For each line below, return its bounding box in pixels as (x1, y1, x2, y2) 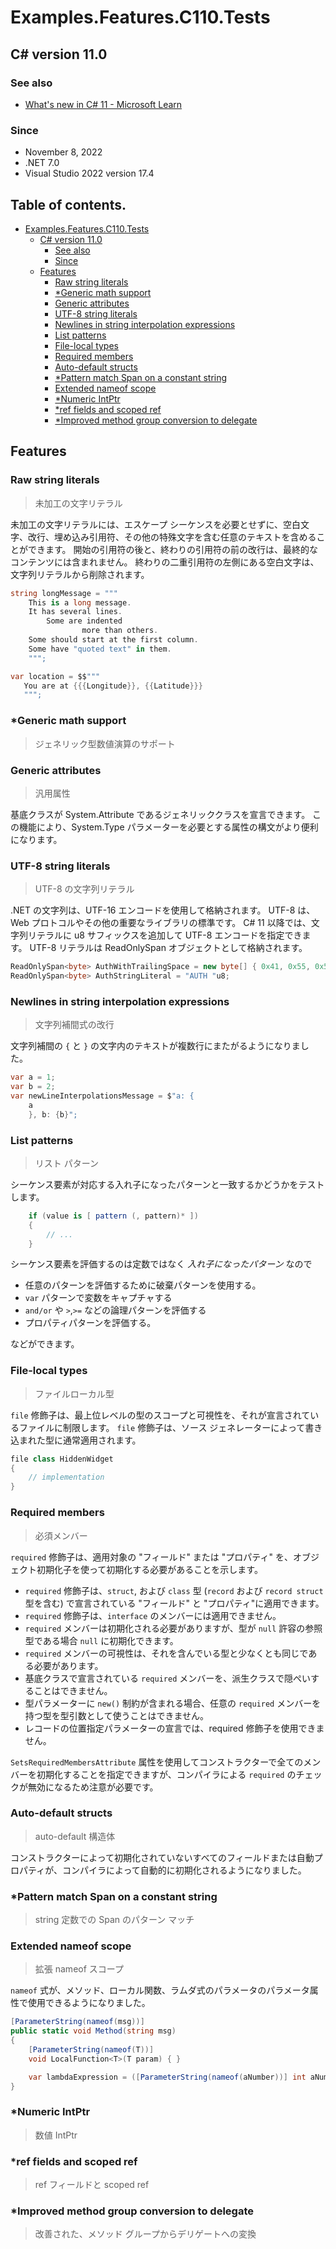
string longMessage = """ (10, 588, 118, 598)
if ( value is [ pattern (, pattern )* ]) (28, 1211, 199, 1221)
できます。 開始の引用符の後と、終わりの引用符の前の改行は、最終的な (27, 543, 318, 555)
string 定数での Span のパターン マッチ (34, 1914, 195, 1926)
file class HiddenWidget (10, 1454, 114, 1464)
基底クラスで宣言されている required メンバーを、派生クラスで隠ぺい (24, 1672, 311, 1684)
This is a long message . (28, 597, 132, 608)
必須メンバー (34, 1529, 88, 1541)
